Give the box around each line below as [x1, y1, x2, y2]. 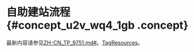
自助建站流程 [6, 5, 71, 19]
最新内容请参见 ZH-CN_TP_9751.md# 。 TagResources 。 [6, 39, 144, 46]
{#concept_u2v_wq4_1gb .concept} [6, 19, 189, 32]
